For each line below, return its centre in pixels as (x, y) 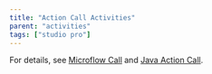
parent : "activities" (50, 26)
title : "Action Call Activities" (72, 18)
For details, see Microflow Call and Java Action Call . (106, 60)
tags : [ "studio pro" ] (50, 34)
